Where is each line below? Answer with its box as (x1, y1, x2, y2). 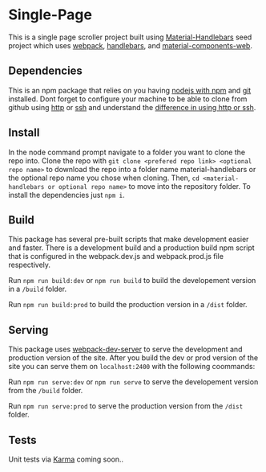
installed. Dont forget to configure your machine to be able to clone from (8, 94, 248, 104)
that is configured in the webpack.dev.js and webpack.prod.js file (8, 252, 224, 261)
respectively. (8, 260, 50, 270)
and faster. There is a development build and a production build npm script (8, 243, 255, 252)
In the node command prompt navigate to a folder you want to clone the (8, 147, 246, 157)
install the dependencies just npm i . (8, 190, 126, 199)
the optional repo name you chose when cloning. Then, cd (8, 173, 200, 183)
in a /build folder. (8, 284, 67, 294)
